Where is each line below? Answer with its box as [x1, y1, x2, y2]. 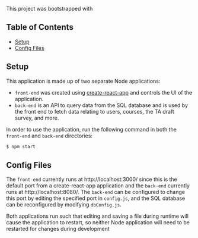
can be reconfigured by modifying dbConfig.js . [6, 201, 122, 208]
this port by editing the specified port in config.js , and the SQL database [6, 195, 186, 202]
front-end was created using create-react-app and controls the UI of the [14, 89, 193, 96]
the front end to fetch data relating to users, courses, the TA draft [14, 108, 175, 115]
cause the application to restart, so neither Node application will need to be [6, 219, 190, 226]
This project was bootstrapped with [6, 5, 93, 12]
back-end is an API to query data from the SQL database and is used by [14, 101, 189, 109]
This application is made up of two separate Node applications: [6, 77, 161, 84]
